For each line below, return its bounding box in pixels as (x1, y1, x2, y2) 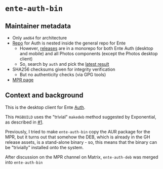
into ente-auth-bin (5, 159, 43, 165)
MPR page (12, 77, 34, 83)
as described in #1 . (5, 119, 43, 125)
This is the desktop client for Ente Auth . (5, 104, 85, 110)
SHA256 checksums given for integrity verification (12, 66, 116, 72)
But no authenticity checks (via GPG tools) (19, 72, 106, 78)
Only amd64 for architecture (12, 35, 67, 41)
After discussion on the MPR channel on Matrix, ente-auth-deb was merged (5, 154, 159, 160)
